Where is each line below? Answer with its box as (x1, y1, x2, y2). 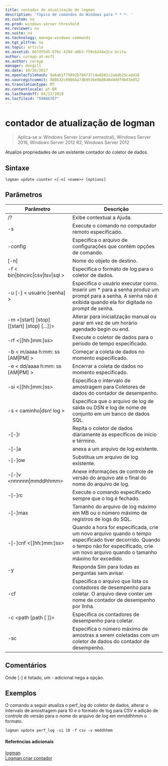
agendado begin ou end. (72, 326, 130, 333)
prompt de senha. (72, 304, 114, 312)
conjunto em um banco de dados (72, 410, 150, 417)
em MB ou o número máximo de (72, 509, 147, 516)
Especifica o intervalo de (72, 377, 131, 384)
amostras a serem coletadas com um (72, 632, 159, 639)
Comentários (5, 661, 47, 670)
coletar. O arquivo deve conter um (72, 590, 152, 597)
